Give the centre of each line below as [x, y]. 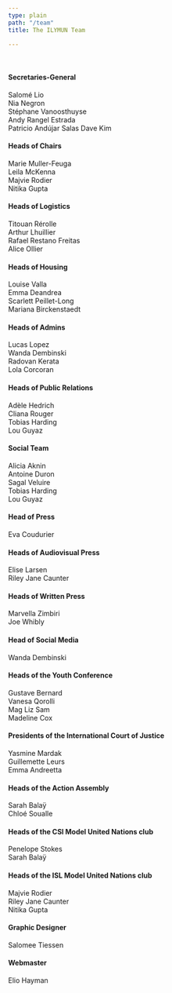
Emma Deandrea [35, 293]
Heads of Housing [38, 267]
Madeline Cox [30, 717]
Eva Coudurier [31, 534]
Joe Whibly [26, 622]
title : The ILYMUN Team [47, 30]
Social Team [29, 448]
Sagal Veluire [29, 482]
